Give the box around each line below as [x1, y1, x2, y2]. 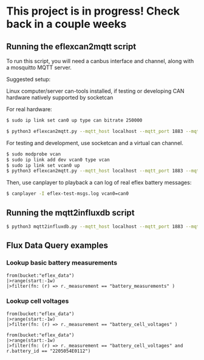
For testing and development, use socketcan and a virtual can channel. [6, 139, 183, 146]
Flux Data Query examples [6, 240, 108, 251]
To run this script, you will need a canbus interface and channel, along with [6, 58, 194, 64]
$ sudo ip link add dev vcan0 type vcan [6, 157, 110, 163]
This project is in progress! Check [6, 4, 180, 18]
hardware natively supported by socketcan [6, 94, 114, 101]
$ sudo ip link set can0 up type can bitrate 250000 [6, 117, 143, 123]
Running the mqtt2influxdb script [6, 208, 135, 218]
